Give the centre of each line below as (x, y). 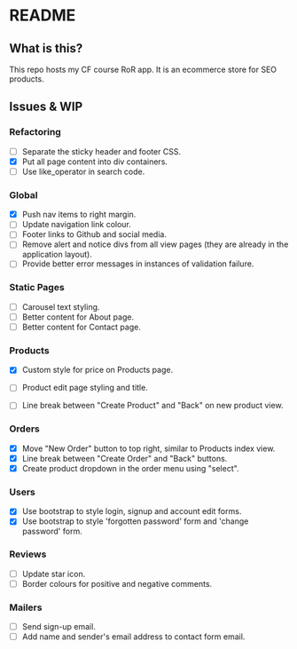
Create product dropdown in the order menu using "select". (130, 468)
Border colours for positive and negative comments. (117, 583)
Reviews (28, 554)
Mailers (26, 607)
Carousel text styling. (61, 306)
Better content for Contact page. (82, 327)
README (43, 16)
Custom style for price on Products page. (98, 370)
